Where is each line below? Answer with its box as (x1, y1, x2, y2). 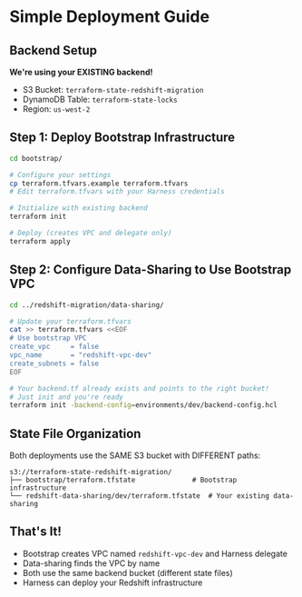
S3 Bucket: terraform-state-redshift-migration (22, 85, 204, 95)
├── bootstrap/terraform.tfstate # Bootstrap (9, 475, 238, 485)
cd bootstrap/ (9, 154, 63, 163)
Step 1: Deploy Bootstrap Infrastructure (9, 130, 236, 145)
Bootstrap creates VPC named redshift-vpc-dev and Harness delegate (22, 548, 288, 559)
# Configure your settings (9, 170, 112, 179)
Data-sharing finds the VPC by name (22, 557, 161, 569)
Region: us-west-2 (22, 104, 91, 114)
